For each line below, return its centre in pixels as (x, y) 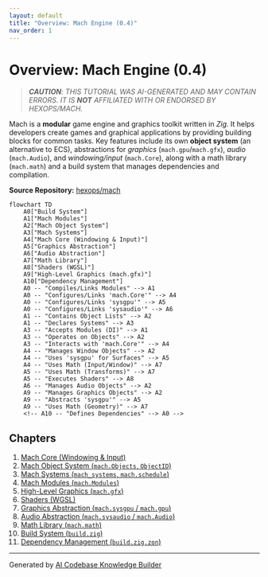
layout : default (36, 16)
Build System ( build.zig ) (62, 533)
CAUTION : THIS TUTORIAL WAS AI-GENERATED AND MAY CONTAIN (142, 92)
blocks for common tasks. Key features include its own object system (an (130, 141)
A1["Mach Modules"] (56, 219)
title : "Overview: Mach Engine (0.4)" (73, 23)
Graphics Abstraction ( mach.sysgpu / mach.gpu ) (96, 508)
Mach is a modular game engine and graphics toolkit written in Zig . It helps (132, 124)
